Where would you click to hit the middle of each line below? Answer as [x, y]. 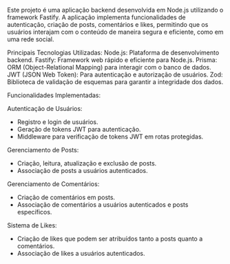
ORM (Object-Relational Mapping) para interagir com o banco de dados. [109, 67]
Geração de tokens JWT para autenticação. [79, 129]
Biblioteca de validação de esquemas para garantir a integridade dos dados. [115, 82]
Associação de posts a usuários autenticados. [82, 171]
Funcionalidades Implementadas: [54, 95]
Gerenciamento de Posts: [43, 150]
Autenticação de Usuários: [45, 109]
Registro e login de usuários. [57, 122]
